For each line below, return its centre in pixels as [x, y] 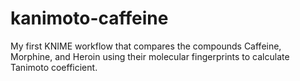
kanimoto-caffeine [89, 18]
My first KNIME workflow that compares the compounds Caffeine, [146, 46]
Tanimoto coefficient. [54, 67]
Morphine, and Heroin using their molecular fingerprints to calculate [150, 56]
